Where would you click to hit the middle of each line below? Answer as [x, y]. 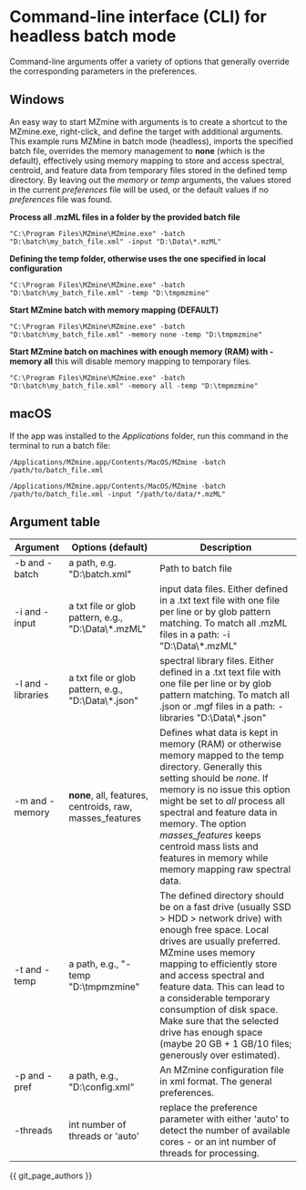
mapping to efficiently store [218, 964]
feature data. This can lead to [222, 987]
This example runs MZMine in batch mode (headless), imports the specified [152, 141]
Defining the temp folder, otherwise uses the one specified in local [138, 258]
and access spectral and [212, 976]
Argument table [55, 522]
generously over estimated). [219, 1055]
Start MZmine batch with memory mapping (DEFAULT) [114, 310]
